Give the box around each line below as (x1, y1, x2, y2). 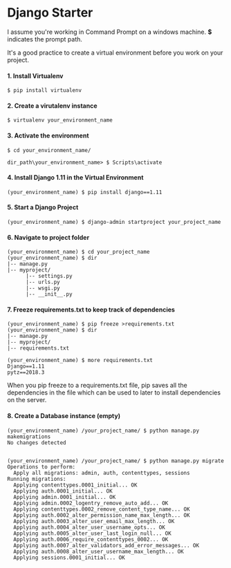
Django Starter (7, 5, 93, 21)
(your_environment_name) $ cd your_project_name (7, 249, 150, 256)
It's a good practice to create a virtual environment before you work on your (7, 48, 223, 57)
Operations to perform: (7, 463, 76, 471)
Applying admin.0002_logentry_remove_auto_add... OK (13, 500, 169, 507)
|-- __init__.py (25, 291, 73, 298)
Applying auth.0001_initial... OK (13, 487, 113, 495)
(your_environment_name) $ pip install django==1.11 (7, 189, 163, 196)
